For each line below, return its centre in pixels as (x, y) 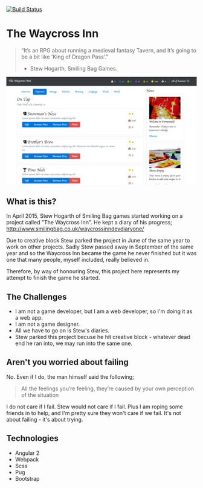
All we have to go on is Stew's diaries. (62, 331)
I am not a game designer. (47, 324)
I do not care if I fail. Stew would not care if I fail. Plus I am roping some (95, 407)
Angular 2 (27, 453)
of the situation (40, 395)
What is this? (31, 201)
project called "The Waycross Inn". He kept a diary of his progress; (89, 223)
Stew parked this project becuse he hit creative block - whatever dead (102, 337)
